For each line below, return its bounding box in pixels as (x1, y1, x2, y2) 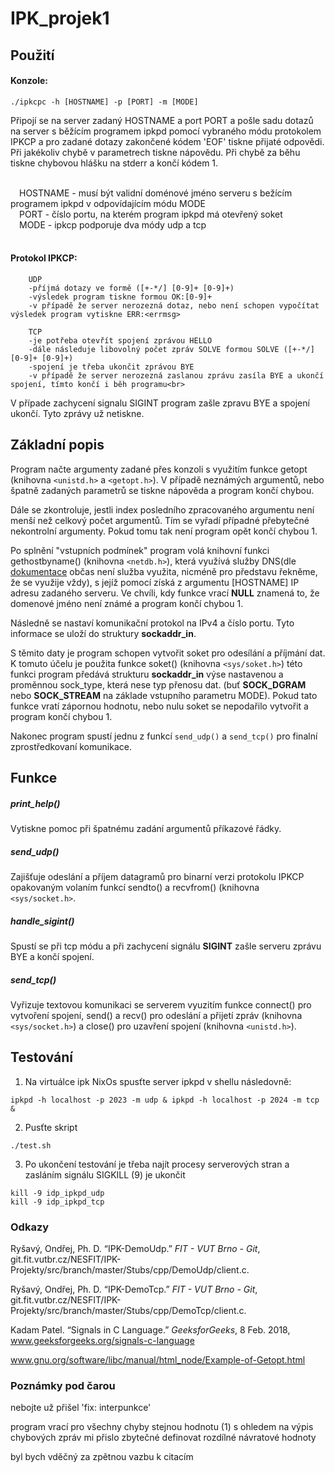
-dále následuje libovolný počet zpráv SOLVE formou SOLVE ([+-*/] (28, 344, 315, 354)
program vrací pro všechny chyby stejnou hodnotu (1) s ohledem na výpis (10, 1421, 314, 1433)
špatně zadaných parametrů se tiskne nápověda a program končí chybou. (10, 484, 315, 496)
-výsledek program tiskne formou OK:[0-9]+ (28, 292, 213, 302)
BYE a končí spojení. (10, 951, 95, 963)
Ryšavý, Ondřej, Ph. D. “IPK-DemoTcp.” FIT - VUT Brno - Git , (10, 1283, 258, 1296)
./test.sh (10, 1140, 52, 1151)
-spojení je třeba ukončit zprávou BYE (28, 362, 195, 372)
